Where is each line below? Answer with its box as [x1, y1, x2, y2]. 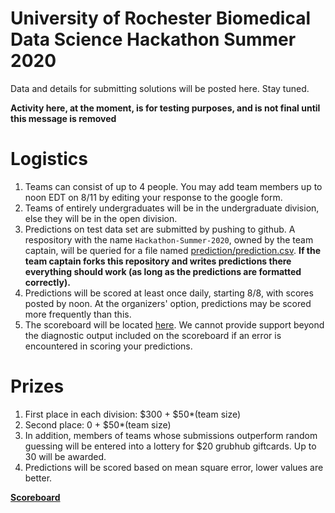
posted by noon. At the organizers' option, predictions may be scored [24, 297, 312, 309]
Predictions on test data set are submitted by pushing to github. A [24, 223, 296, 235]
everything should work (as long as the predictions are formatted [24, 265, 302, 277]
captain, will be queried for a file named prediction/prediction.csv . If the [24, 244, 322, 256]
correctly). [24, 276, 71, 288]
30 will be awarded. [24, 450, 107, 462]
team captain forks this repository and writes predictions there [24, 255, 292, 267]
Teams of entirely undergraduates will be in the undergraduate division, [24, 202, 320, 214]
